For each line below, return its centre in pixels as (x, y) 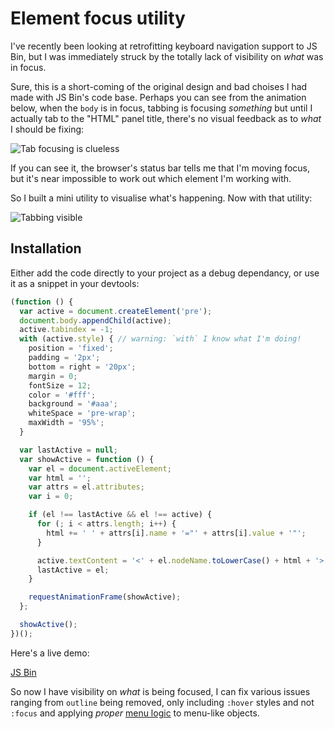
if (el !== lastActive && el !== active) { (120, 515)
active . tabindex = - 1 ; (66, 330)
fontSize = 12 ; (60, 385)
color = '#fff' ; (62, 395)
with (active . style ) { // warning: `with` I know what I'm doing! (160, 339)
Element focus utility (98, 18)
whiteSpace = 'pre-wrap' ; (82, 413)
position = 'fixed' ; (71, 348)
